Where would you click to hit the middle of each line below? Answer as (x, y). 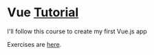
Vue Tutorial (43, 13)
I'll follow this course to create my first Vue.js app (77, 31)
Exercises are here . (34, 44)
